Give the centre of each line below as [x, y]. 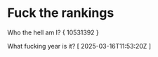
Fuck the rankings [61, 13]
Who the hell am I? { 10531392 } [53, 32]
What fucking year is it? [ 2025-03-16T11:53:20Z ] [79, 46]
